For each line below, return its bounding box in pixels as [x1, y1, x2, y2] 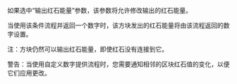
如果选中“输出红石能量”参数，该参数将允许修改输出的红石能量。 [7, 6, 193, 14]
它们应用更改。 [7, 69, 51, 77]
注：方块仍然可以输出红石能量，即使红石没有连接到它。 [7, 45, 168, 53]
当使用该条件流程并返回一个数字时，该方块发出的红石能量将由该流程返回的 [7, 21, 224, 30]
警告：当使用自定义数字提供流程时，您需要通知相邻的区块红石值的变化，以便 [7, 60, 230, 68]
